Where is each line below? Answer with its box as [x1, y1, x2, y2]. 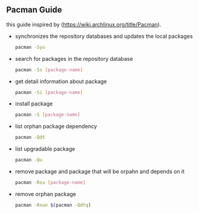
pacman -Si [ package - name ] [14, 89, 83, 95]
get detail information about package [14, 78, 107, 85]
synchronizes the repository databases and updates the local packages [14, 33, 193, 40]
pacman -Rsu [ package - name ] [14, 180, 86, 186]
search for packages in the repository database [14, 55, 133, 62]
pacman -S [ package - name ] [14, 112, 80, 118]
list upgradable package [14, 145, 75, 153]
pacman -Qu [14, 157, 43, 163]
